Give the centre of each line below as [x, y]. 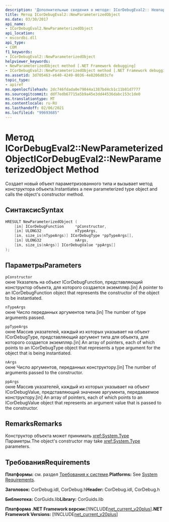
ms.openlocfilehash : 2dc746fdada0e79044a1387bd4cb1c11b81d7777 [73, 89]
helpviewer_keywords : [28, 61]
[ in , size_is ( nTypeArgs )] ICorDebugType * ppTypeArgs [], [74, 236]
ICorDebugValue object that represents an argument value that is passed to [83, 402]
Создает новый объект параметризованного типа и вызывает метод [79, 184]
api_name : [16, 24]
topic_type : [18, 80]
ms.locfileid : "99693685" [32, 113]
